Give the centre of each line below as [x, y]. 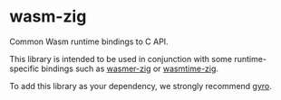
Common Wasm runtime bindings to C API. [89, 41]
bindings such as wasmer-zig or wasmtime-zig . [130, 68]
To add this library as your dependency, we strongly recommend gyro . [140, 86]
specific [24, 68]
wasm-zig [48, 17]
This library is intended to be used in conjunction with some [121, 59]
